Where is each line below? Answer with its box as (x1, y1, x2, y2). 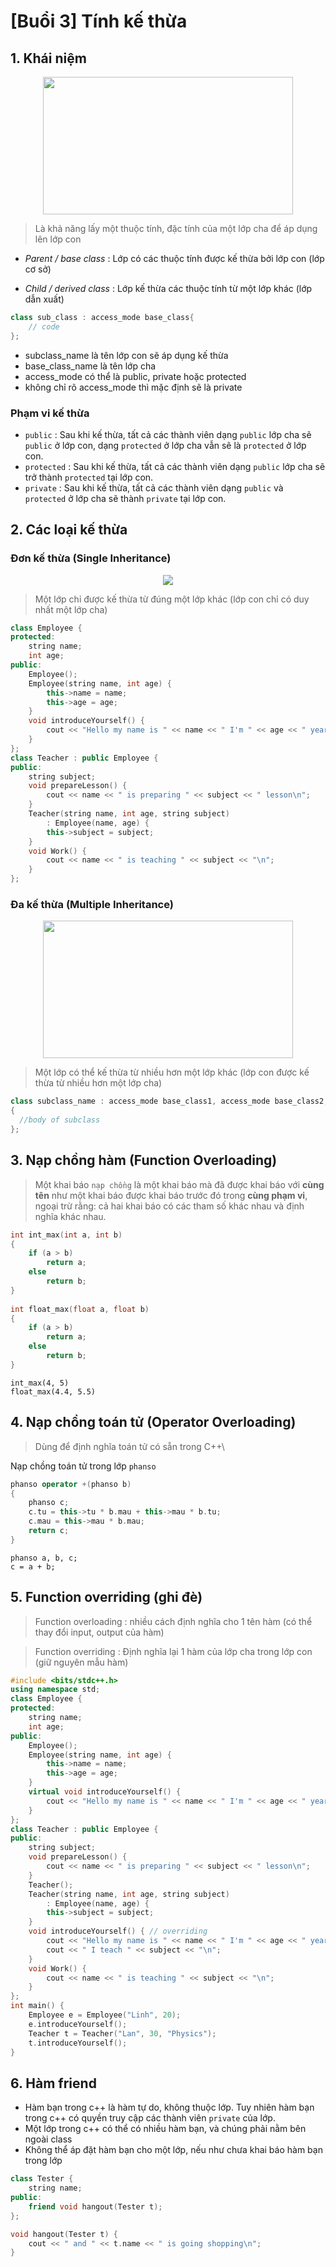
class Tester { (10, 2174, 74, 2184)
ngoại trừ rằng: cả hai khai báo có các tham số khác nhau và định (34, 1200, 305, 1212)
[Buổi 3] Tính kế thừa (10, 10, 188, 33)
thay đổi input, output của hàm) (34, 1626, 165, 1638)
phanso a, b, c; (10, 1553, 78, 1563)
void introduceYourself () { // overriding (28, 1926, 208, 1937)
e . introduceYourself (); (28, 2019, 128, 2029)
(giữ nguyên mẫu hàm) (34, 1656, 129, 1668)
